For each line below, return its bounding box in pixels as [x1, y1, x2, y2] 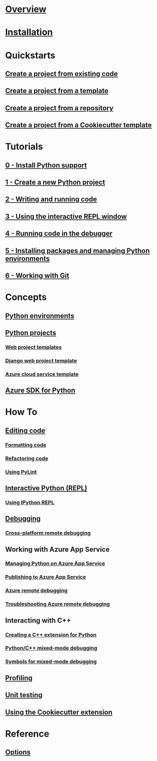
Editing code [5, 426, 46, 435]
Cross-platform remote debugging [5, 530, 91, 537]
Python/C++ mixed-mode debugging [5, 645, 98, 652]
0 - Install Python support [5, 161, 87, 170]
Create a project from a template [5, 87, 109, 95]
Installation [5, 27, 53, 38]
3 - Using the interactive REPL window [5, 212, 127, 221]
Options [5, 748, 31, 756]
